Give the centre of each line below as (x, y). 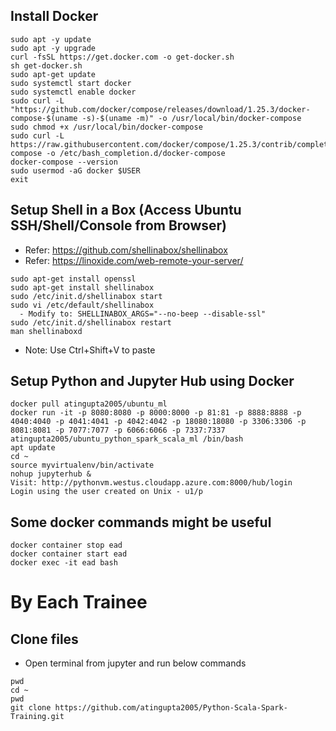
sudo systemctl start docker (71, 83)
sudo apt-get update (53, 74)
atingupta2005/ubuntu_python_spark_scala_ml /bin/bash (127, 439)
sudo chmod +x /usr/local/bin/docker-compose (106, 127)
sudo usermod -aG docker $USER (75, 170)
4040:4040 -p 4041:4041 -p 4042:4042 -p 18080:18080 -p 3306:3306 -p (158, 422)
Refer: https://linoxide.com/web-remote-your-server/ (134, 260)
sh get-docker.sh (46, 65)
